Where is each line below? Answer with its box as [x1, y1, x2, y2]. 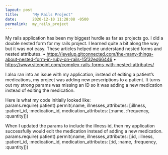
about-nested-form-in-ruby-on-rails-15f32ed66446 [5, 56, 113, 63]
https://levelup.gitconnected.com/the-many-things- [46, 51, 153, 57]
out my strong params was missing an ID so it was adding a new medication [5, 82, 162, 88]
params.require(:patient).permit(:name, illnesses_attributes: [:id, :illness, [5, 133, 154, 139]
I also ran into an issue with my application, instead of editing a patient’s [5, 71, 154, 78]
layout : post [5, 7, 33, 13]
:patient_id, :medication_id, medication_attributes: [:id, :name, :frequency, [5, 139, 157, 145]
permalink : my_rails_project [5, 21, 69, 27]
